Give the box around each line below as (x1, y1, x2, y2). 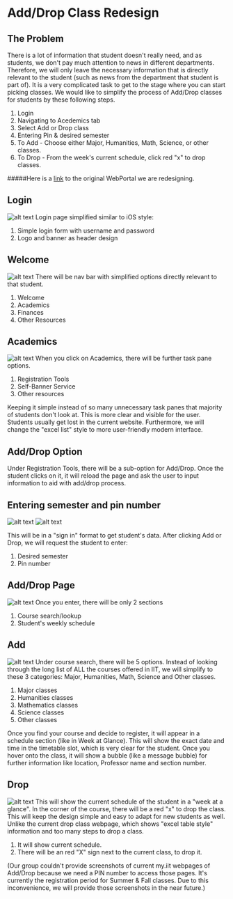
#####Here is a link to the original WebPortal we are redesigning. (7, 174, 195, 182)
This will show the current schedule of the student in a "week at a (35, 797, 223, 806)
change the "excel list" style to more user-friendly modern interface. (7, 425, 203, 434)
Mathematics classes (17, 701, 79, 709)
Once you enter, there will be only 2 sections (35, 597, 163, 607)
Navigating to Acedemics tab (17, 116, 101, 125)
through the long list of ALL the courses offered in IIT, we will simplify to (7, 665, 214, 673)
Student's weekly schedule (17, 618, 95, 627)
